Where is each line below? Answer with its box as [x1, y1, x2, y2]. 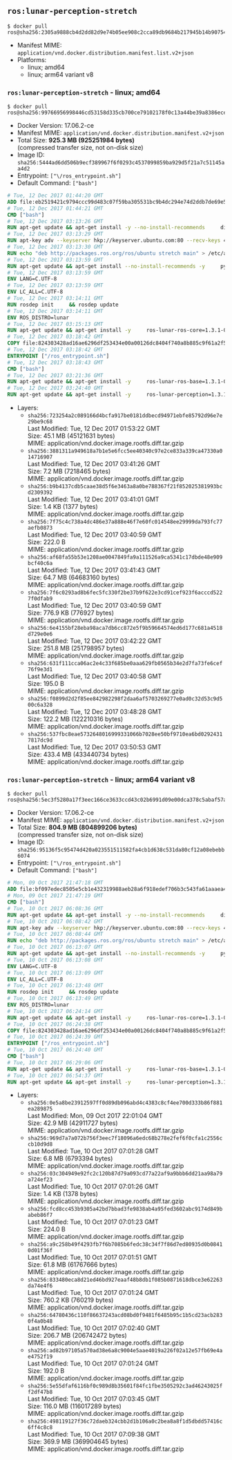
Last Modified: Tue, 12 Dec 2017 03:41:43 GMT [27, 566, 161, 575]
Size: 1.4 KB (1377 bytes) [27, 503, 98, 511]
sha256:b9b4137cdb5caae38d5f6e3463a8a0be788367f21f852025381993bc [27, 483, 223, 490]
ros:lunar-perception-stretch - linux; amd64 [7, 87, 161, 97]
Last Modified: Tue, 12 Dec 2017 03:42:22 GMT [27, 637, 162, 645]
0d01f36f [27, 1247, 53, 1254]
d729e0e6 [27, 631, 53, 638]
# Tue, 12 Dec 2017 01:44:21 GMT [7, 204, 104, 212]
